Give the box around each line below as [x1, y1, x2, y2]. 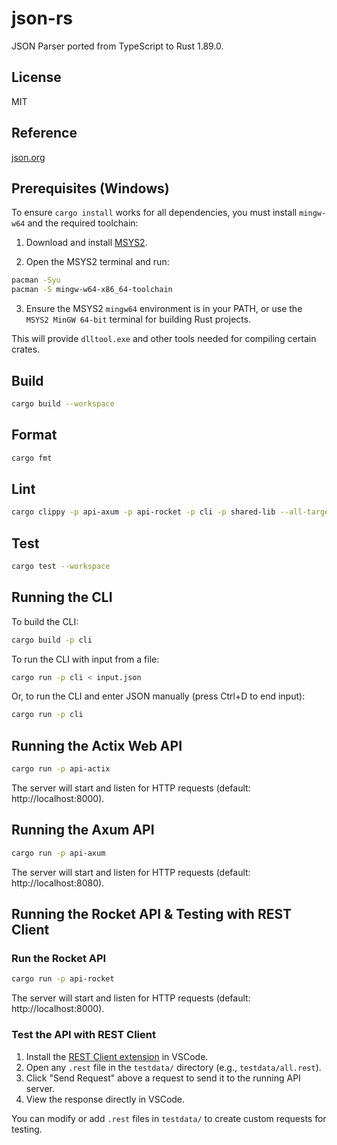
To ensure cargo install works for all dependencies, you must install [11, 207, 298, 219]
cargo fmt [11, 453, 53, 463]
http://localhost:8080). [11, 877, 105, 889]
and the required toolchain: [27, 217, 139, 229]
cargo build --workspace [11, 398, 115, 409]
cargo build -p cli [11, 635, 93, 645]
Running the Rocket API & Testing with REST [11, 906, 293, 923]
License [11, 69, 62, 86]
